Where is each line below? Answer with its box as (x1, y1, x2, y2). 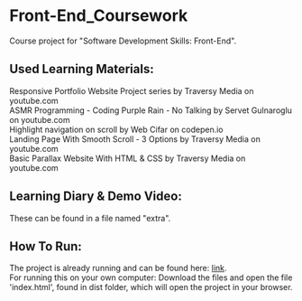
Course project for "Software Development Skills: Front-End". (9, 35, 237, 46)
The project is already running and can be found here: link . (9, 263, 227, 274)
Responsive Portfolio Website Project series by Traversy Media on (9, 85, 254, 96)
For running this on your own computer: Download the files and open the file (9, 272, 293, 283)
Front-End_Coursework (9, 5, 188, 26)
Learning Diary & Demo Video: (9, 189, 182, 204)
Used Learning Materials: (9, 61, 155, 77)
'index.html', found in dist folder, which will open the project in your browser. (9, 282, 293, 293)
